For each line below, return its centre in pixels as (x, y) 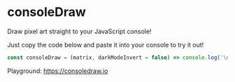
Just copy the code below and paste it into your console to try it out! (106, 44)
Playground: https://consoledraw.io (58, 71)
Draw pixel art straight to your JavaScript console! (79, 31)
